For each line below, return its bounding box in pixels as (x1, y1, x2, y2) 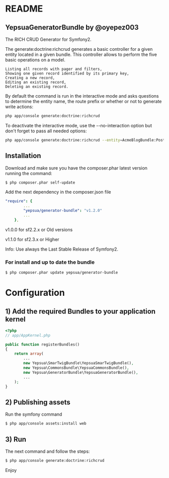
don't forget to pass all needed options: (5, 128, 87, 134)
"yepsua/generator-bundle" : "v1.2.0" (23, 208, 102, 213)
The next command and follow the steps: (5, 448, 90, 454)
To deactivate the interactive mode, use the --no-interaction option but (5, 122, 152, 128)
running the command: (5, 170, 52, 176)
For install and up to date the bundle (5, 259, 95, 266)
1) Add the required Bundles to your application (5, 307, 156, 315)
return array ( (14, 351, 44, 356)
